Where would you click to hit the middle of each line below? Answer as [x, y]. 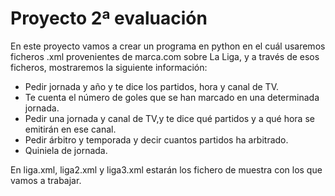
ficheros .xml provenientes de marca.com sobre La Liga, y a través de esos [165, 56]
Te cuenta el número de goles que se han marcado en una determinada [172, 97]
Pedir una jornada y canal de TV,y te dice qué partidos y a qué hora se [169, 118]
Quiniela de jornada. [66, 150]
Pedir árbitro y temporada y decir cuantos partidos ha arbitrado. [156, 139]
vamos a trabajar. [46, 180]
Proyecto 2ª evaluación [109, 18]
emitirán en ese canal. [70, 129]
